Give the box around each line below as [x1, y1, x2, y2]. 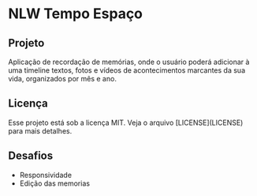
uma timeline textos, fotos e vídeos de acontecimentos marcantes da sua [8, 66, 246, 75]
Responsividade [19, 170, 73, 179]
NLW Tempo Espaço [8, 5, 143, 23]
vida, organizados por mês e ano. [8, 74, 117, 83]
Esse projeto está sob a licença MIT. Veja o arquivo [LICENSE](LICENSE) [8, 118, 244, 127]
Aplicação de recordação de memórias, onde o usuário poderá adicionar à [8, 57, 250, 66]
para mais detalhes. [8, 126, 73, 135]
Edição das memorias [19, 179, 91, 188]
